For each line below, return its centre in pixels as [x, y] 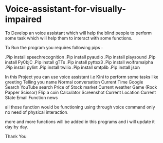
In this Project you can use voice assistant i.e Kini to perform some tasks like [82, 77]
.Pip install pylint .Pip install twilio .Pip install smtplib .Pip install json [72, 67]
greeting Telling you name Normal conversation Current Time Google [74, 82]
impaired [23, 19]
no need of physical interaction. [37, 112]
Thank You [16, 136]
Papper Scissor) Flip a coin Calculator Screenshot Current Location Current [81, 92]
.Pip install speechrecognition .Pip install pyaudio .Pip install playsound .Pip [80, 57]
